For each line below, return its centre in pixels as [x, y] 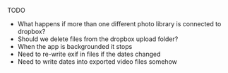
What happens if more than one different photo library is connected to [119, 24]
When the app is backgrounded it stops [75, 46]
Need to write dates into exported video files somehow [97, 62]
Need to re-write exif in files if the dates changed [89, 54]
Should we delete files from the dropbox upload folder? [98, 39]
